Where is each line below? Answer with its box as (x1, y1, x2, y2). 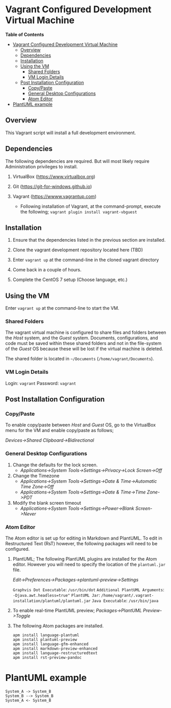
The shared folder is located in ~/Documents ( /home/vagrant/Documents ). (5, 356, 154, 362)
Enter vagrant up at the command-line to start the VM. (5, 305, 119, 311)
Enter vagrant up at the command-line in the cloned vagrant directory (12, 257, 159, 263)
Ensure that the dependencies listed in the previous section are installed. (12, 237, 166, 243)
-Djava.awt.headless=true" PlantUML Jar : (12, 592, 101, 598)
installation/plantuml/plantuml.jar (12, 598, 91, 604)
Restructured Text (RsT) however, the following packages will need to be (5, 541, 158, 547)
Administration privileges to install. (5, 163, 78, 169)
